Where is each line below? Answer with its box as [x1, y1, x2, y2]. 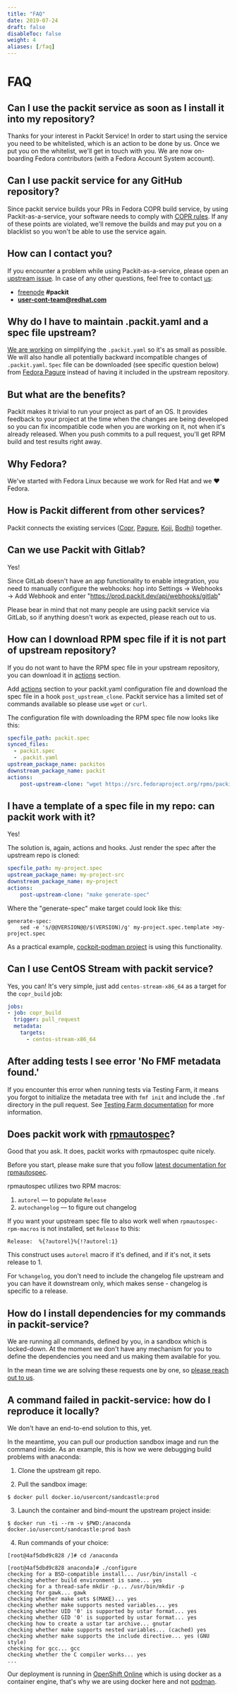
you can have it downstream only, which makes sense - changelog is [7, 1279, 208, 1288]
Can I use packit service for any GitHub [7, 175, 183, 187]
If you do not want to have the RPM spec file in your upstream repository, [7, 663, 220, 672]
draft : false [7, 23, 46, 30]
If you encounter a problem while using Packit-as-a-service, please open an [7, 266, 229, 275]
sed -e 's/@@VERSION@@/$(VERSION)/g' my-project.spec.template [20, 924, 210, 931]
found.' [7, 1067, 40, 1079]
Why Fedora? [7, 458, 67, 470]
